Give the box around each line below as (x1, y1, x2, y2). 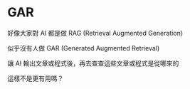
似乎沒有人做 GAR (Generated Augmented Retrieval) (7, 43, 160, 52)
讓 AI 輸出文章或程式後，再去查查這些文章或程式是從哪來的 (7, 58, 179, 68)
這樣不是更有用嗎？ (7, 74, 64, 83)
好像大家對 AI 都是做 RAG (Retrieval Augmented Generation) (7, 28, 184, 37)
